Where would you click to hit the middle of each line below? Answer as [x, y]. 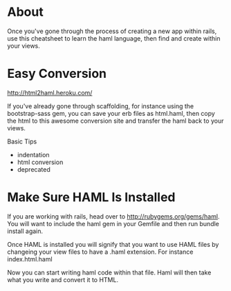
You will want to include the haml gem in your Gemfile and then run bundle [113, 223]
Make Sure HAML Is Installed [91, 198]
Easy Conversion [57, 74]
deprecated [34, 169]
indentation [33, 154]
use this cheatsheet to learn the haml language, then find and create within [114, 38]
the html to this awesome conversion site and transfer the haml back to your [115, 121]
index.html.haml [30, 259]
